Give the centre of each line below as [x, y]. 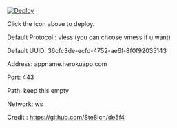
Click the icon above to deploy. [51, 24]
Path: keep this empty [38, 90]
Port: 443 [21, 77]
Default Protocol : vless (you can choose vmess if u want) [89, 37]
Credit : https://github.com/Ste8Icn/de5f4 [66, 117]
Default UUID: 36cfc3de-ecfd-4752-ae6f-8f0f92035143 [87, 51]
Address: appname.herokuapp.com [57, 64]
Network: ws [25, 104]
